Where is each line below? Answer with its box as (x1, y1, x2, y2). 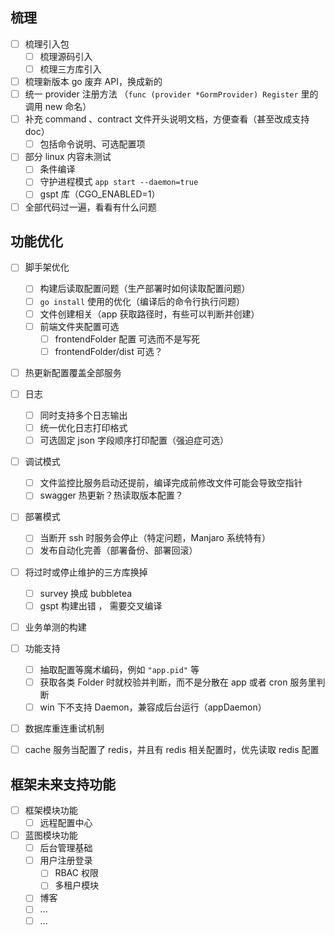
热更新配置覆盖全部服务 (24, 366, 122, 378)
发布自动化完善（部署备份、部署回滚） (39, 544, 198, 557)
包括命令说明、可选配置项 (39, 138, 146, 150)
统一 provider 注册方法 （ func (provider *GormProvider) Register (24, 88, 299, 100)
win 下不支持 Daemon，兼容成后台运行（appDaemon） (39, 701, 267, 713)
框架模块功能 (24, 804, 78, 816)
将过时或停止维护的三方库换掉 (24, 566, 148, 578)
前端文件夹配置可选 (39, 320, 120, 332)
